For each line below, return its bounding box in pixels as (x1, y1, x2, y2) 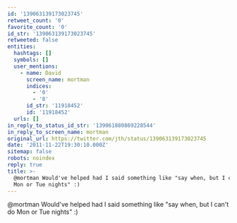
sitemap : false (7, 148, 52, 155)
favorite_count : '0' (7, 23, 68, 30)
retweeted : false (7, 37, 59, 44)
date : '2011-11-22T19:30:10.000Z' (7, 142, 109, 149)
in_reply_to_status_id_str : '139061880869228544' (7, 121, 157, 129)
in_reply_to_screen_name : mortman (7, 128, 109, 135)
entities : (7, 43, 37, 50)
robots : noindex (7, 155, 55, 162)
